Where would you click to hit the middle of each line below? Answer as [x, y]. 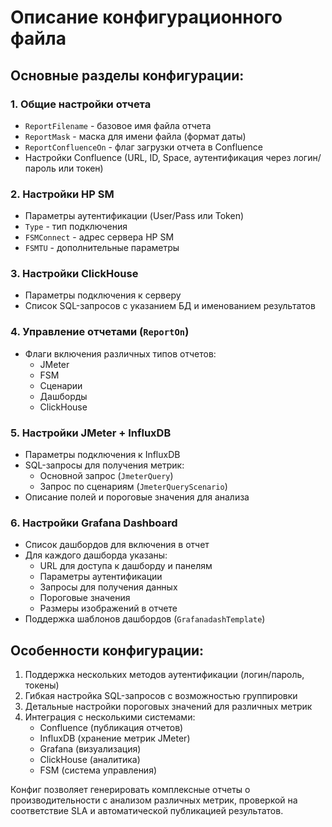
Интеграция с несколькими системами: [110, 717]
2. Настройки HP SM [62, 194]
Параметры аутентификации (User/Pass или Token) [134, 216]
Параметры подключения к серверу [103, 295]
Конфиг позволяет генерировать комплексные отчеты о [130, 790]
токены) [42, 685]
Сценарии [61, 385]
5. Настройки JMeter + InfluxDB [91, 433]
